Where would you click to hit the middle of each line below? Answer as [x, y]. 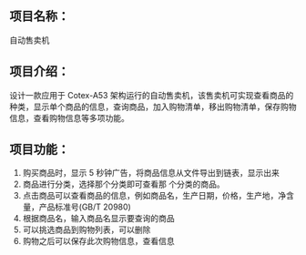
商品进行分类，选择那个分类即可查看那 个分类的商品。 [123, 184]
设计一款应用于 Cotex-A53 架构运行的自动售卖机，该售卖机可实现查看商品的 [152, 95]
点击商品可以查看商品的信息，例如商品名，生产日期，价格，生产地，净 [154, 196]
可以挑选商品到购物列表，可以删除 [87, 229]
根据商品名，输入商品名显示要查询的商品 [98, 219]
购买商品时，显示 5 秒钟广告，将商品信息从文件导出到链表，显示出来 [151, 173]
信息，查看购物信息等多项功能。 [69, 117]
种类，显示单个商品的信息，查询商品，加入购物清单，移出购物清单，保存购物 [153, 107]
